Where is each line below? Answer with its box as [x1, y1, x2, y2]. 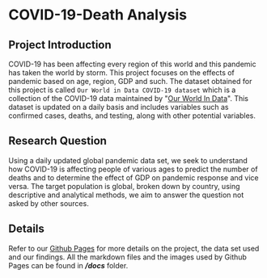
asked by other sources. [8, 198, 89, 208]
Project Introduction [8, 38, 112, 52]
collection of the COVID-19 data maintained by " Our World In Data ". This [8, 94, 249, 103]
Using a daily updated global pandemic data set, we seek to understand [8, 155, 248, 165]
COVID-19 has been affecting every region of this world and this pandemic [8, 59, 256, 69]
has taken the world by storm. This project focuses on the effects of [8, 68, 235, 78]
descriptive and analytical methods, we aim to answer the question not [8, 190, 244, 200]
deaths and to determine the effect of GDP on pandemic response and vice [8, 172, 259, 183]
